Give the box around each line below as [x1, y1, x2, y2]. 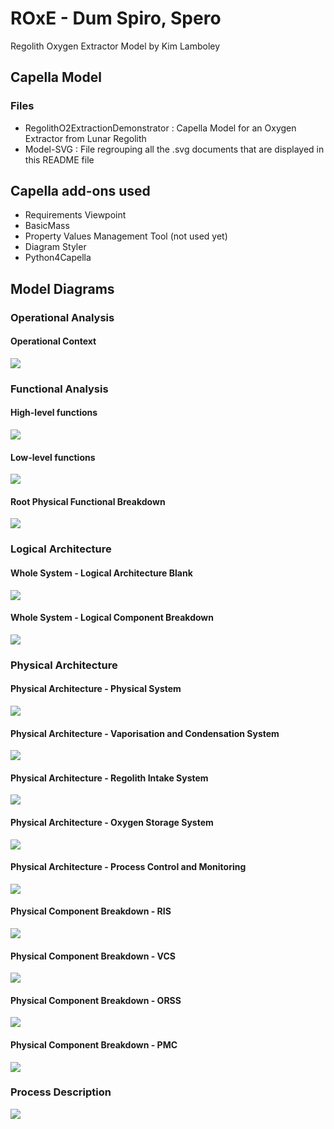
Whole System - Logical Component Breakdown [10, 612, 214, 624]
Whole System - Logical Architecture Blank [10, 567, 193, 579]
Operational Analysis [10, 310, 115, 324]
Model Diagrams [10, 280, 115, 297]
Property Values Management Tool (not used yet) [24, 230, 228, 242]
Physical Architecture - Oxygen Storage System [10, 816, 214, 828]
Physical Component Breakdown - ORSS [10, 994, 182, 1006]
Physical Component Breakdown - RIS [10, 905, 172, 917]
